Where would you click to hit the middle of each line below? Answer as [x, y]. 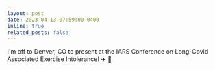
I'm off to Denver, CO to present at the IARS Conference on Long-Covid [108, 52]
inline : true [26, 26]
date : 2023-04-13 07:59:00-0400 [53, 20]
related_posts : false [38, 32]
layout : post [26, 13]
